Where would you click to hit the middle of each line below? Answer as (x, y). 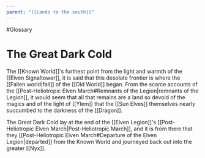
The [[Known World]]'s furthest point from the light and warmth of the (94, 71)
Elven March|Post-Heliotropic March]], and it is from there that (114, 129)
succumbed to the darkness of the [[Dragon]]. (65, 110)
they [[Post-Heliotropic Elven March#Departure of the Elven (82, 135)
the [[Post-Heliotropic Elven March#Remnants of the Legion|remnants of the (102, 91)
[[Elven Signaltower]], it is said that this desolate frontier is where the (93, 78)
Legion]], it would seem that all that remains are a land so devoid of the (96, 97)
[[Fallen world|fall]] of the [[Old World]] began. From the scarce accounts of (102, 84)
